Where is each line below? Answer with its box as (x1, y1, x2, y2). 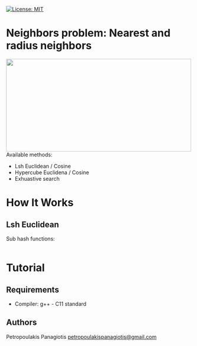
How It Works (6, 196, 74, 210)
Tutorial (6, 261, 46, 275)
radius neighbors (6, 39, 92, 53)
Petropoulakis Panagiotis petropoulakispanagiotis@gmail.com (6, 333, 157, 340)
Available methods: (6, 151, 53, 158)
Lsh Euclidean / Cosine (14, 162, 71, 169)
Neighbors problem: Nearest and (6, 27, 171, 40)
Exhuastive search (14, 175, 60, 182)
